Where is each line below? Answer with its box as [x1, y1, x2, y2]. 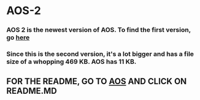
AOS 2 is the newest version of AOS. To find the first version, [6, 26, 191, 34]
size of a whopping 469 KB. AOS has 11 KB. [6, 58, 137, 66]
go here [6, 33, 30, 42]
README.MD [6, 86, 57, 96]
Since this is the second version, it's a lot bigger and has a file [6, 50, 194, 58]
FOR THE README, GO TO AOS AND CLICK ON [6, 76, 187, 87]
